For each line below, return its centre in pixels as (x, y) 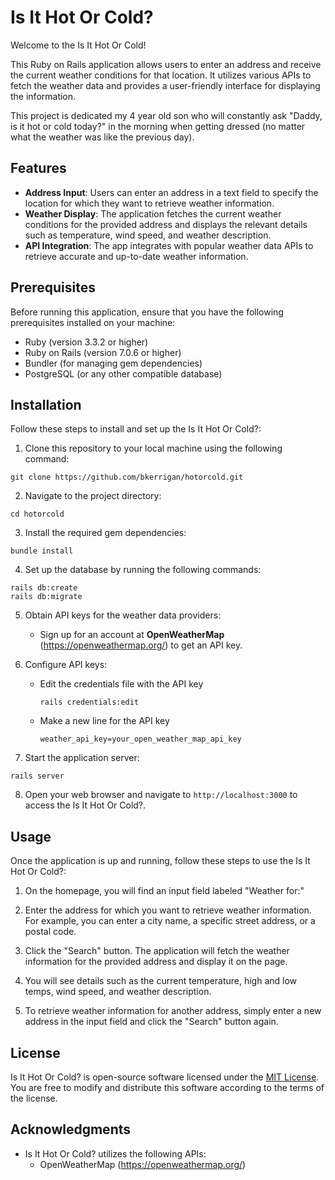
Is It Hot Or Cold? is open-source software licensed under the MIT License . (165, 1077)
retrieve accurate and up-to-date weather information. (136, 256)
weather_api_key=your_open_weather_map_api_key (140, 739)
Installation (46, 404)
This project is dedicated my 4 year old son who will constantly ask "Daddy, (166, 115)
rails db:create (44, 588)
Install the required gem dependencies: (105, 533)
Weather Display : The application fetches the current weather (153, 213)
